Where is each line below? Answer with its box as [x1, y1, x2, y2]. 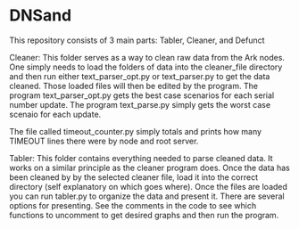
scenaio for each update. [9, 109, 102, 119]
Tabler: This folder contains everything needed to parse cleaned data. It [9, 152, 274, 163]
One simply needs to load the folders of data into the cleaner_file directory [9, 61, 283, 72]
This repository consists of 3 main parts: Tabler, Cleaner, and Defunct [9, 35, 265, 45]
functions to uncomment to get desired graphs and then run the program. [9, 209, 279, 220]
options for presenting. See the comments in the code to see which [9, 200, 257, 210]
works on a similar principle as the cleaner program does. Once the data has [9, 162, 290, 173]
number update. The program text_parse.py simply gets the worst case [9, 99, 270, 110]
